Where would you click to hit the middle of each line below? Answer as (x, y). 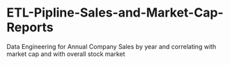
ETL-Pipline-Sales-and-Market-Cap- (115, 13)
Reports (30, 27)
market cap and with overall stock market (66, 54)
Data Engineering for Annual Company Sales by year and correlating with (112, 46)
